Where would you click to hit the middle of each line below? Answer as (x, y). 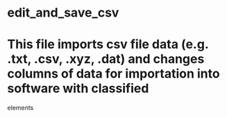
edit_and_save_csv (63, 13)
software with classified (78, 89)
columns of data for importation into (113, 74)
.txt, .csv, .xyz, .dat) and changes (106, 59)
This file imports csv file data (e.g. (108, 45)
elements (20, 108)
